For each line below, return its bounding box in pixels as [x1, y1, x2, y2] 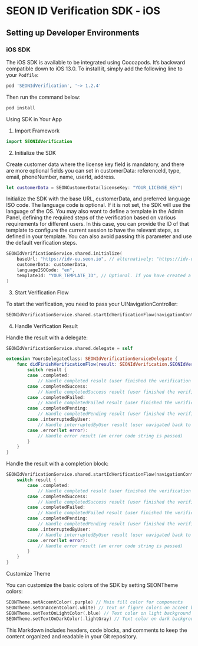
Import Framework [14, 127, 60, 134]
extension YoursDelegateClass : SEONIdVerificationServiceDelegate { [6, 356, 178, 362]
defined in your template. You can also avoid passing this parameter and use [6, 233, 192, 240]
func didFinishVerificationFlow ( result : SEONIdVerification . [16, 362, 170, 368]
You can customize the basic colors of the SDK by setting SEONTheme [6, 582, 179, 589]
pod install [6, 105, 35, 111]
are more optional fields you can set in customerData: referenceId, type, [6, 167, 181, 174]
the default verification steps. [6, 239, 78, 246]
